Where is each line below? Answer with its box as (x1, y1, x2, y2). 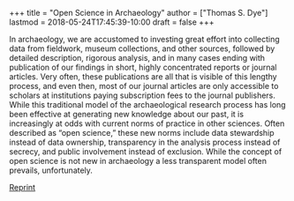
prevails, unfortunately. (9, 165, 93, 175)
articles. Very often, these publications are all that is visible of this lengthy (9, 71, 277, 82)
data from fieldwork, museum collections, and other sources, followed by (9, 43, 275, 54)
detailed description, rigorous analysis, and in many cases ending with (9, 53, 266, 63)
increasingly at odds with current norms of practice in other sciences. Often (9, 118, 285, 129)
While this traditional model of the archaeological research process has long (9, 100, 286, 109)
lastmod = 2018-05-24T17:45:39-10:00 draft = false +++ (9, 17, 215, 27)
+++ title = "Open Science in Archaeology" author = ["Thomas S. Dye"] (9, 8, 268, 18)
